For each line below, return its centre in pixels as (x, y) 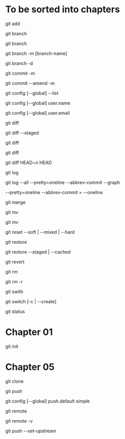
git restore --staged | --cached (38, 252)
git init (12, 346)
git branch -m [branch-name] (36, 53)
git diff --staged (22, 133)
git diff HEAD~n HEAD (29, 162)
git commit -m (20, 73)
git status (15, 311)
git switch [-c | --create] (31, 301)
